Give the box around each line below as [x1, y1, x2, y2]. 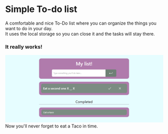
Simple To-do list [5, 4, 78, 15]
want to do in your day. [5, 25, 53, 31]
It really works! [5, 43, 43, 50]
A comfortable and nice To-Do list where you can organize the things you [5, 20, 157, 26]
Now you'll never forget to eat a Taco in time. [5, 123, 98, 129]
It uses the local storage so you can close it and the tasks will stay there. [5, 31, 155, 37]
